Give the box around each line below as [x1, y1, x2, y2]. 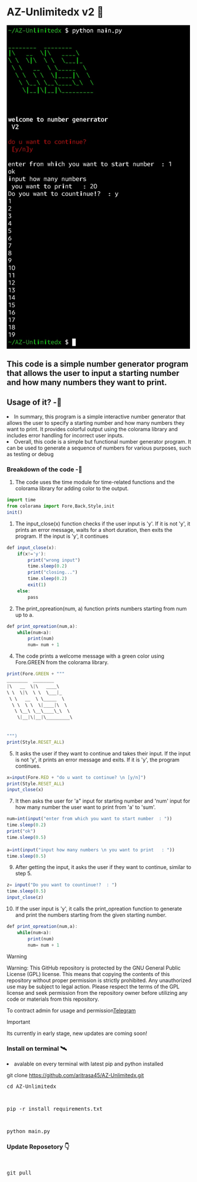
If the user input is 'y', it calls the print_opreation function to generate [15, 905, 182, 913]
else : [17, 588, 31, 594]
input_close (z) [6, 894, 44, 901]
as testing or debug [6, 450, 54, 458]
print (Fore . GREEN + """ [6, 671, 65, 677]
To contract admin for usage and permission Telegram [6, 1007, 137, 1014]
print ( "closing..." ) [28, 570, 78, 575]
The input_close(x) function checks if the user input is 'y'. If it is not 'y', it [15, 520, 191, 527]
